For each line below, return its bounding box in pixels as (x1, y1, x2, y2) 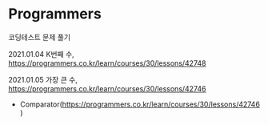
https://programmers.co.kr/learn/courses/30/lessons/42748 (8, 58, 206, 68)
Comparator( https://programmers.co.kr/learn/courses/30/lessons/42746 (19, 99, 260, 109)
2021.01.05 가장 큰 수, (8, 75, 78, 84)
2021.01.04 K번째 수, (8, 49, 74, 58)
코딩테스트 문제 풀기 (8, 32, 70, 42)
